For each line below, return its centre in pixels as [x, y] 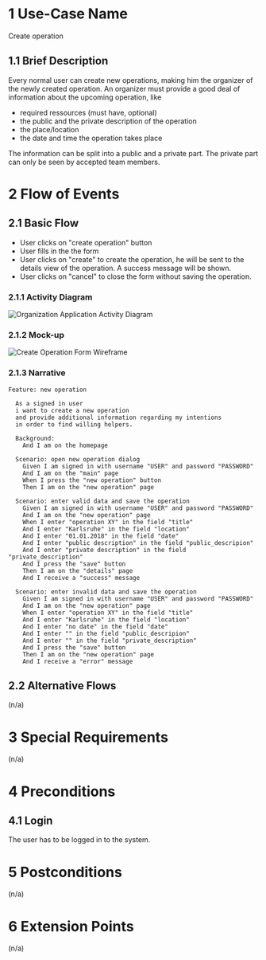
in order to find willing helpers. [74, 424]
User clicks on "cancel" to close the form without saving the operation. [135, 276]
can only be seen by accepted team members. [84, 162]
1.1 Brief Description [58, 61]
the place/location [49, 129]
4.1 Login [31, 820]
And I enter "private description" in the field [104, 550]
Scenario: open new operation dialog [78, 459]
